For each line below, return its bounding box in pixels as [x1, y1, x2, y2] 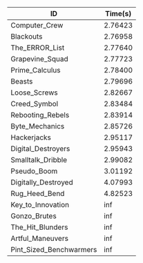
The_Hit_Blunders [10, 222, 68, 232]
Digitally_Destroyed [10, 177, 74, 187]
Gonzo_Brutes [10, 211, 57, 220]
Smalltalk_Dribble [10, 155, 68, 164]
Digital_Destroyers [10, 144, 70, 153]
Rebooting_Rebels [10, 110, 70, 119]
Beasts [10, 77, 33, 86]
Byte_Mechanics [10, 121, 65, 130]
